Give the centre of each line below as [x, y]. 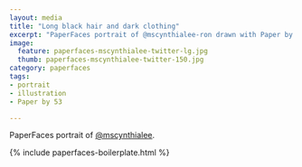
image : [22, 43]
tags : [19, 77]
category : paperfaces [50, 69]
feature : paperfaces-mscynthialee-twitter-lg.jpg [113, 51]
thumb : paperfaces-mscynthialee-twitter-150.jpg [111, 60]
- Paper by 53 [36, 102]
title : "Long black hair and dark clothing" [94, 26]
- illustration [38, 93]
